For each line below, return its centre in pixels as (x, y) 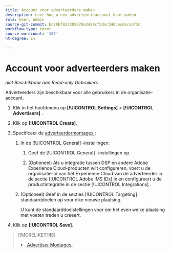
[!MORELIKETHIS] (37, 235)
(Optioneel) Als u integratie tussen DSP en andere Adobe (88, 163)
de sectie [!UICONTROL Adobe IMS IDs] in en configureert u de (95, 179)
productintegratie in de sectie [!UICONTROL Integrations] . (90, 184)
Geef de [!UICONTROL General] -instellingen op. (79, 153)
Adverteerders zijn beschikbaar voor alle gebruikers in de (66, 92)
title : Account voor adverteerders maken (50, 10)
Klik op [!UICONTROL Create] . (45, 123)
